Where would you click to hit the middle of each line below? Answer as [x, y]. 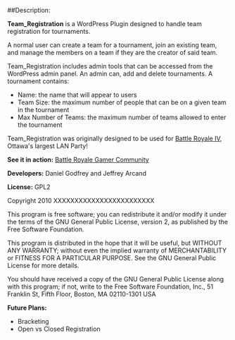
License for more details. [43, 265]
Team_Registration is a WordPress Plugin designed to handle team [104, 24]
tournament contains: [38, 81]
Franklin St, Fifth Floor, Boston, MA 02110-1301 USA [82, 294]
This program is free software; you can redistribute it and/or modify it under [117, 214]
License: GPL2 [29, 187]
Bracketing [33, 321]
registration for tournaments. [49, 31]
